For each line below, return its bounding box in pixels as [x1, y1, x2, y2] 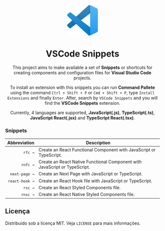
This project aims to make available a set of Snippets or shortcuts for [12, 64, 153, 70]
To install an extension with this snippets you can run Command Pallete [10, 84, 155, 90]
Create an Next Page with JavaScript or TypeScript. [38, 171, 143, 177]
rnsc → [21, 192, 35, 198]
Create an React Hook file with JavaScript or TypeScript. [38, 177, 152, 184]
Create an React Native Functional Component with [38, 159, 142, 165]
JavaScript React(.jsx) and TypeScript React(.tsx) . [30, 115, 135, 120]
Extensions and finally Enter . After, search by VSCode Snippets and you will [7, 95, 158, 101]
